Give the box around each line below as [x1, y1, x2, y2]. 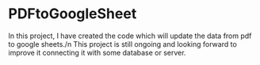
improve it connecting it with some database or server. [8, 48, 186, 57]
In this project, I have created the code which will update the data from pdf [8, 31, 252, 40]
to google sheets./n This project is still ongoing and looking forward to [8, 39, 238, 48]
